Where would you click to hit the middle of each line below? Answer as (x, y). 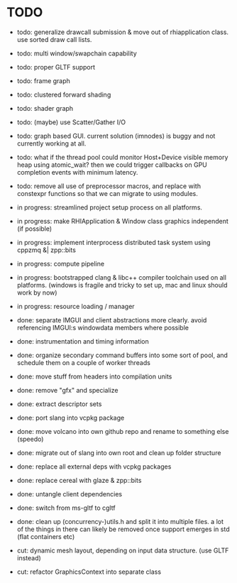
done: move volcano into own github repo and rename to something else (123, 431)
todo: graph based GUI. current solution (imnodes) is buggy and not (116, 136)
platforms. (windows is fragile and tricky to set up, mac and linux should (122, 285)
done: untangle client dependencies (69, 494)
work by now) (37, 293)
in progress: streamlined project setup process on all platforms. (110, 207)
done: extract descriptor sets (59, 404)
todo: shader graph (45, 108)
